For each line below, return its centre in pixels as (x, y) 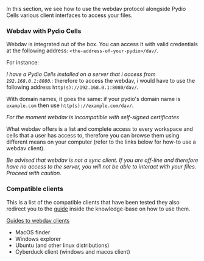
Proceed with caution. (34, 173)
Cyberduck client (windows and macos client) (73, 251)
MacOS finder (33, 232)
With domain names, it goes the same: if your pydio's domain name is (93, 99)
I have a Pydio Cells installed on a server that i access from (81, 74)
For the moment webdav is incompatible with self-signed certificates (93, 117)
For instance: (23, 63)
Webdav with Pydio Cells (44, 31)
